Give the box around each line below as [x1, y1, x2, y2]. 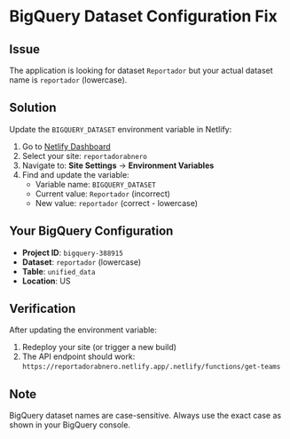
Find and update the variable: [21, 169, 130, 180]
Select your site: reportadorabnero [21, 150, 148, 161]
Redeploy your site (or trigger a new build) [21, 342, 177, 353]
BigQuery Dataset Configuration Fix [9, 6, 278, 27]
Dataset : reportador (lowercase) [21, 256, 142, 267]
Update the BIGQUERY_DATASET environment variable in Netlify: [9, 124, 232, 134]
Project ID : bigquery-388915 [21, 247, 124, 258]
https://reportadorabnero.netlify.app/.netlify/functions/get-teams [21, 363, 281, 371]
